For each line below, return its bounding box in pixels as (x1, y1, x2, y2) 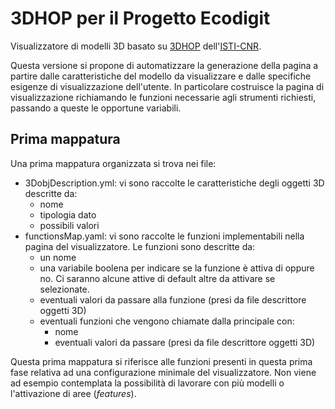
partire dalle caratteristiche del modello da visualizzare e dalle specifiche (10, 70, 312, 82)
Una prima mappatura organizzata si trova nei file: (10, 157, 217, 169)
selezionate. (39, 283, 90, 295)
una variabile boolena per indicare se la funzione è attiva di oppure (39, 262, 315, 274)
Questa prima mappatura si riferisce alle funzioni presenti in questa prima (10, 355, 313, 367)
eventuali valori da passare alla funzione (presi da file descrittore (39, 293, 307, 306)
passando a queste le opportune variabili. (10, 102, 182, 114)
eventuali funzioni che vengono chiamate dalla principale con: (39, 315, 295, 327)
